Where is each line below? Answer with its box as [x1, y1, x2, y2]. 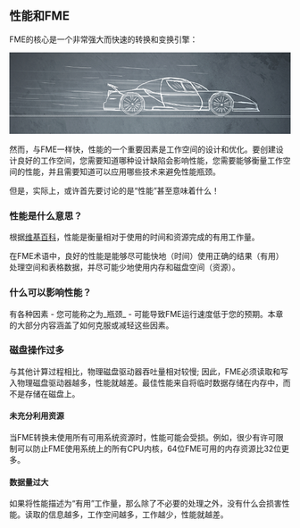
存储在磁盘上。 [24, 388, 80, 399]
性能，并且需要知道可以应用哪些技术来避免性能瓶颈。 [24, 166, 221, 177]
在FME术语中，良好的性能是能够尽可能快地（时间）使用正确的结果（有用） [9, 251, 284, 262]
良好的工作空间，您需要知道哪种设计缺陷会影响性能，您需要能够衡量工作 [16, 155, 283, 165]
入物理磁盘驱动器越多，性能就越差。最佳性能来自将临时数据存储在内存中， [9, 377, 283, 388]
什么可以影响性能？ [9, 287, 92, 299]
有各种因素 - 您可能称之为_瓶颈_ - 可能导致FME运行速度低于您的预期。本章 [9, 308, 284, 319]
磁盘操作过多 [9, 344, 65, 356]
